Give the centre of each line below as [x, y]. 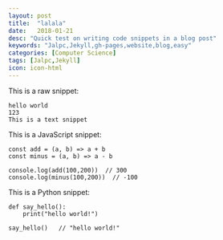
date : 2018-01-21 [41, 31]
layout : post [30, 16]
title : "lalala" [37, 23]
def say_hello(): [37, 207]
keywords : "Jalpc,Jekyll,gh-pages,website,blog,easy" [100, 46]
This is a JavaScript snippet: [55, 134]
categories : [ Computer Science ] [62, 53]
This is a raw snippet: [44, 91]
